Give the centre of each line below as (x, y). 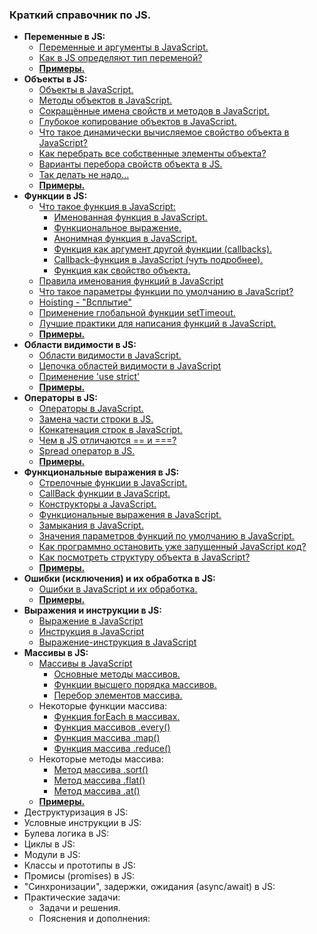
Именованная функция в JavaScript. (130, 217)
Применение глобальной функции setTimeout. (137, 313)
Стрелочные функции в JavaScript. (113, 483)
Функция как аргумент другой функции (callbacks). (163, 249)
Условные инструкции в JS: (82, 823)
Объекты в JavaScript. (86, 90)
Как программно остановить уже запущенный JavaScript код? (172, 547)
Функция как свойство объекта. (122, 270)
